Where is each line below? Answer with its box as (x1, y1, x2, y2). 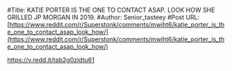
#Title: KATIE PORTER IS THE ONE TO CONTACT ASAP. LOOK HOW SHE (7, 6, 215, 14)
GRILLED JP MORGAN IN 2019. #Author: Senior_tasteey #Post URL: (7, 13, 200, 21)
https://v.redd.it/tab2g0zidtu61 (7, 56, 95, 64)
